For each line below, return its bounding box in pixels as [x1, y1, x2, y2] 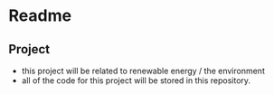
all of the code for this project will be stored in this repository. [21, 75, 250, 86]
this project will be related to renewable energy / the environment [21, 65, 266, 76]
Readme [8, 5, 72, 26]
